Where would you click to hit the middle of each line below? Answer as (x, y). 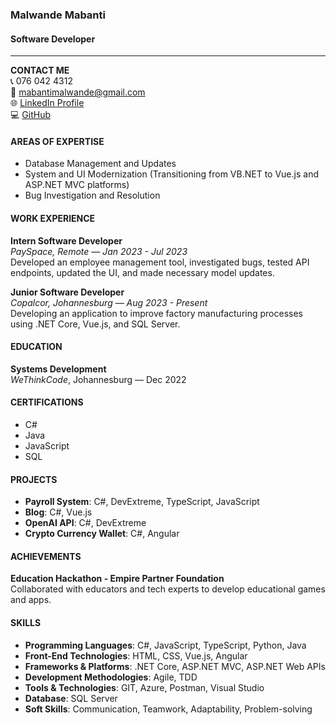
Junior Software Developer (67, 292)
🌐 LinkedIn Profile (47, 103)
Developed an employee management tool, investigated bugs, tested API (160, 262)
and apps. (31, 600)
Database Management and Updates (100, 164)
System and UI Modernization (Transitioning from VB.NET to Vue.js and (171, 174)
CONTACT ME (40, 70)
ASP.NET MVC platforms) (77, 185)
